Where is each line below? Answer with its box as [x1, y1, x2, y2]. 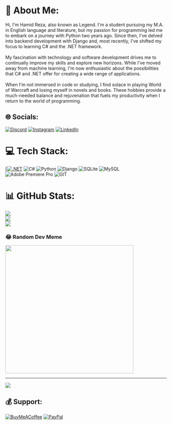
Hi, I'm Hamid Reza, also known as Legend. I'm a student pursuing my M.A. [5, 22, 164, 28]
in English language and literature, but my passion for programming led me [5, 27, 163, 33]
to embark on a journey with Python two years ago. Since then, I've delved [5, 32, 163, 38]
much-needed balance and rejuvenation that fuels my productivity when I [5, 92, 160, 98]
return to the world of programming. [5, 97, 81, 104]
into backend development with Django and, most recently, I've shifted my [5, 38, 162, 44]
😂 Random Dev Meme [5, 233, 62, 240]
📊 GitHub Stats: [5, 190, 75, 201]
